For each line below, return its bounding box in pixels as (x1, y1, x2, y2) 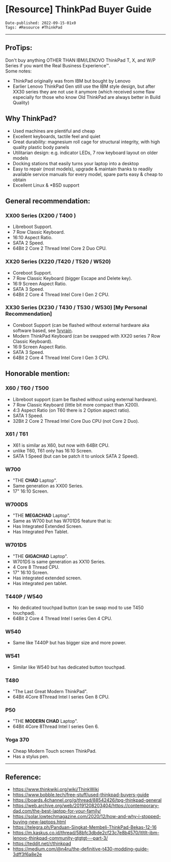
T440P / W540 (5, 593, 43, 600)
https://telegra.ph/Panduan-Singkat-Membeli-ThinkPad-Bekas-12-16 (12, 824, 157, 830)
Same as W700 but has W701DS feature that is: (12, 518, 112, 524)
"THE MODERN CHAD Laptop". (12, 718, 78, 724)
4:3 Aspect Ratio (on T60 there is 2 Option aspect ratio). (12, 407, 131, 413)
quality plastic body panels (12, 144, 70, 150)
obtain (12, 176, 26, 183)
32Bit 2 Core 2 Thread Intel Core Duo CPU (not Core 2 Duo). (12, 418, 139, 424)
